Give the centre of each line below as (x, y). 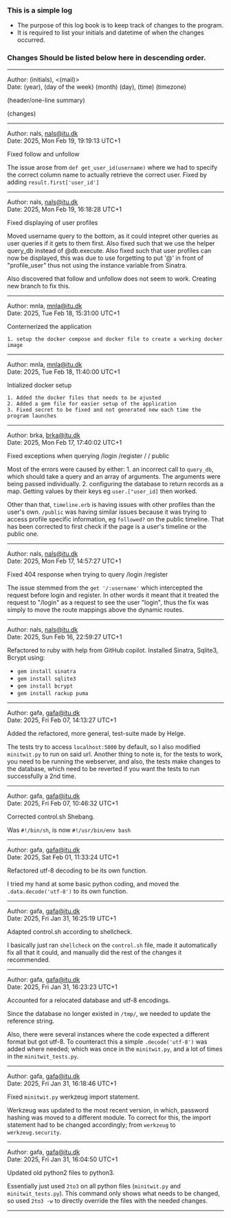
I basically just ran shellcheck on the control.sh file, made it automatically (112, 945)
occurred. (31, 40)
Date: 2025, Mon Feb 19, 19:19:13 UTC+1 (64, 141)
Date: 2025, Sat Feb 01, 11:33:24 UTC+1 (63, 857)
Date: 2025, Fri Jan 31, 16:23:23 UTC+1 (63, 987)
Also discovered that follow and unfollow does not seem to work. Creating (112, 279)
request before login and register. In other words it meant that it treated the (113, 595)
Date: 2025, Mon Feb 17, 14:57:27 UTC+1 (64, 561)
